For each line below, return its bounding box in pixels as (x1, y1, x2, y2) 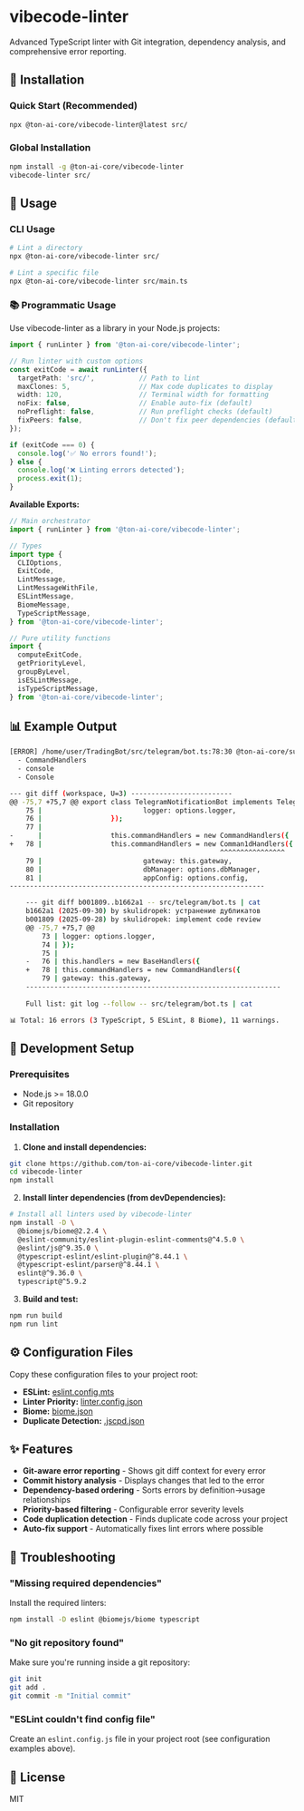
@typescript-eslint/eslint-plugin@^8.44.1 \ (17, 1251, 188, 1261)
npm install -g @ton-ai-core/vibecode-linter (9, 161, 184, 171)
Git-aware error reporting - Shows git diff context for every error (22, 1465, 267, 1476)
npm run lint (9, 1319, 59, 1329)
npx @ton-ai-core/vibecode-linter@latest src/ (9, 120, 188, 129)
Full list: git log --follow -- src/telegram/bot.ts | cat (25, 999, 253, 1008)
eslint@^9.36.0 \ (17, 1269, 83, 1278)
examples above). (9, 1743, 76, 1754)
